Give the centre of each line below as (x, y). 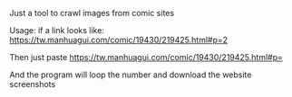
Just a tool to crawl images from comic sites (92, 13)
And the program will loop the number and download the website (131, 75)
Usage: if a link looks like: (57, 30)
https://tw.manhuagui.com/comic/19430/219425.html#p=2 (119, 40)
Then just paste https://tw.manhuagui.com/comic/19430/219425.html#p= (146, 57)
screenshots (33, 84)
